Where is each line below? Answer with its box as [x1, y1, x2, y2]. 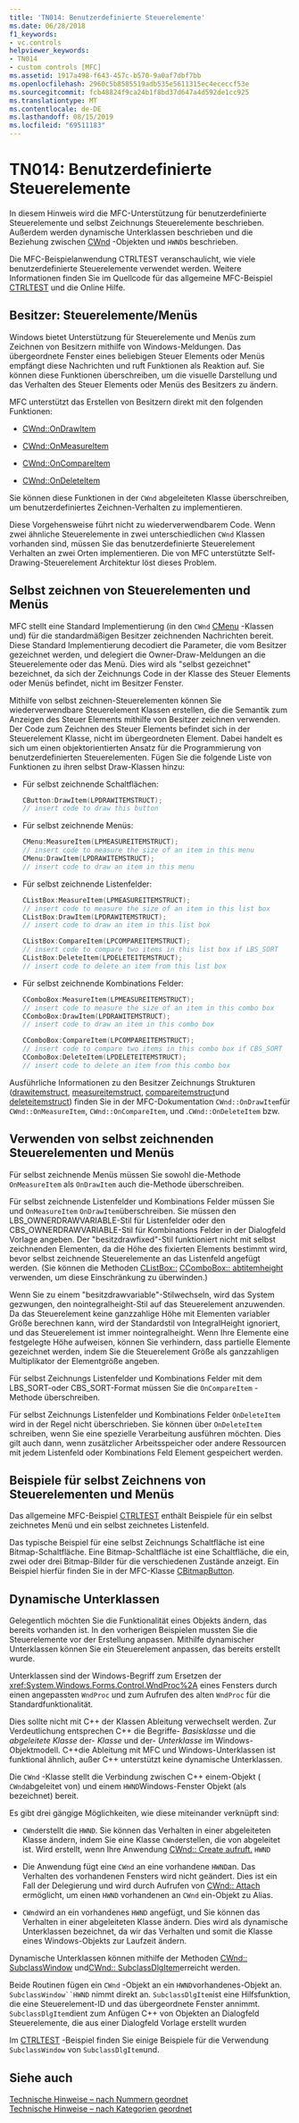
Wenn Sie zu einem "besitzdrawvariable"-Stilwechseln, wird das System [9, 1289, 275, 1300]
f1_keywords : [9, 29, 58, 38]
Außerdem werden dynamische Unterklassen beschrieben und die [9, 227, 253, 237]
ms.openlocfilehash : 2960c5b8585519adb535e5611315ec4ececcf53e [9, 79, 250, 88]
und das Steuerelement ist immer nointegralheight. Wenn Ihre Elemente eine [9, 1327, 289, 1337]
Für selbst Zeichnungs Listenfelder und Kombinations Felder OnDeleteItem [9, 1409, 281, 1419]
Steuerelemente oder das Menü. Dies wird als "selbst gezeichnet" [9, 658, 252, 670]
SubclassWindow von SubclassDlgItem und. [9, 2044, 160, 2055]
